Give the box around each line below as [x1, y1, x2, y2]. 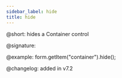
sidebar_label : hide [6, 8, 58, 15]
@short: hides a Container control [6, 30, 89, 37]
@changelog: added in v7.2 [6, 64, 73, 71]
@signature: [6, 42, 36, 49]
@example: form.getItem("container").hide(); [6, 53, 116, 60]
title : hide [6, 14, 36, 20]
